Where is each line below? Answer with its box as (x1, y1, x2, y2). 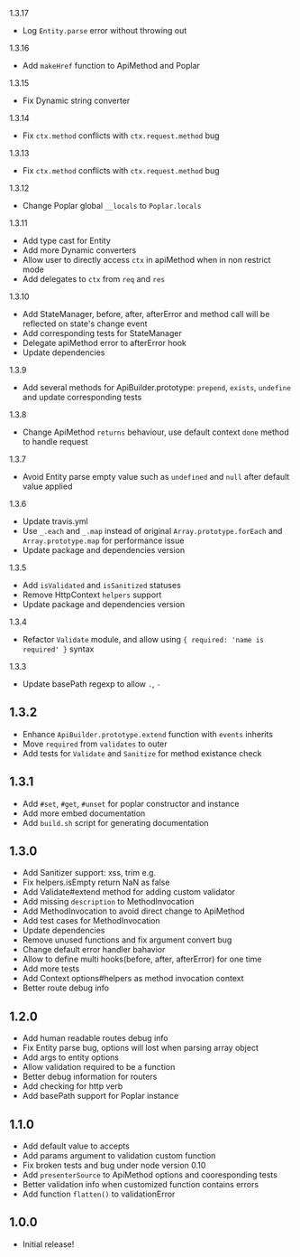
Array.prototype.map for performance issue (22, 535, 185, 546)
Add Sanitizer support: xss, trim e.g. (22, 868, 156, 878)
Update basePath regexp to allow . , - (22, 679, 161, 689)
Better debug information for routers (22, 1071, 158, 1083)
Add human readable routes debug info (22, 1033, 168, 1044)
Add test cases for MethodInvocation (22, 915, 160, 926)
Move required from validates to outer (22, 738, 168, 749)
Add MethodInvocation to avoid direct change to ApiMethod (22, 905, 245, 916)
